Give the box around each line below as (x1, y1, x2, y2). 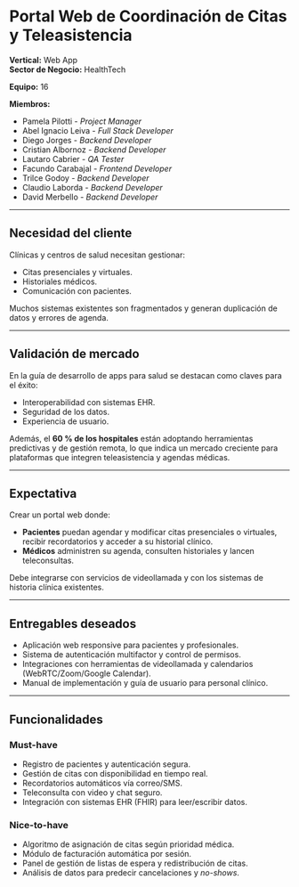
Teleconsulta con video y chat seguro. (21, 786, 163, 798)
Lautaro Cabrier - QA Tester (21, 153, 125, 164)
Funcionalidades (9, 712, 104, 727)
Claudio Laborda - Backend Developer (21, 182, 163, 192)
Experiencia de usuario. (21, 416, 109, 427)
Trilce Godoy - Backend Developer (21, 172, 149, 183)
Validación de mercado (9, 346, 140, 362)
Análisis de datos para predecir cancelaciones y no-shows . (21, 867, 240, 878)
